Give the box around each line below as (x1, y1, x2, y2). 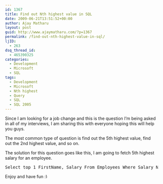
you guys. (5, 126, 25, 131)
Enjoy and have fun (5, 174, 44, 179)
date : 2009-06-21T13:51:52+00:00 (5, 16, 73, 21)
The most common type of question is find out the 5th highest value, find (5, 135, 151, 141)
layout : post (5, 25, 32, 30)
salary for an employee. (5, 155, 52, 161)
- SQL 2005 (9, 102, 32, 107)
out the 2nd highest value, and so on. (5, 141, 80, 146)
